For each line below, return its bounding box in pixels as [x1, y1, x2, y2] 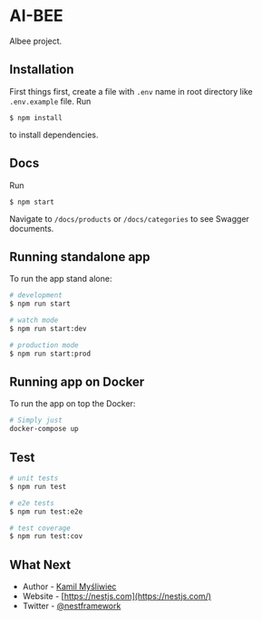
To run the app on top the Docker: [9, 398, 136, 409]
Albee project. [9, 35, 63, 46]
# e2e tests [9, 498, 54, 507]
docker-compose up [9, 425, 79, 434]
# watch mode [9, 315, 59, 325]
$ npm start [9, 197, 54, 206]
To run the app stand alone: [9, 274, 112, 285]
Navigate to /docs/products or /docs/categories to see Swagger [9, 213, 249, 224]
